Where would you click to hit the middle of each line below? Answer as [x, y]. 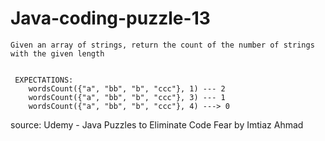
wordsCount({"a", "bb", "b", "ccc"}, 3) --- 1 [127, 97]
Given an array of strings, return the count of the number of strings [162, 45]
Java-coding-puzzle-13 [110, 18]
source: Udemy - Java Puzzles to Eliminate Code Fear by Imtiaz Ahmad [157, 124]
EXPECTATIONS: [44, 80]
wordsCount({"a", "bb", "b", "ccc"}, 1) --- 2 [127, 88]
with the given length [57, 53]
